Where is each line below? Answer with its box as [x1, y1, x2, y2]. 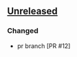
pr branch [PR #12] [16, 41, 71, 50]
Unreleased [7, 5, 58, 17]
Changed [7, 26, 39, 36]
